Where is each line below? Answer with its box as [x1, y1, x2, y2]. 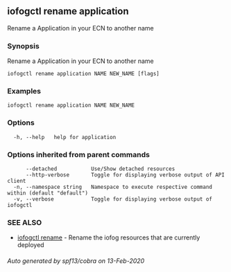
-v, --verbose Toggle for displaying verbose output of [13, 196, 213, 203]
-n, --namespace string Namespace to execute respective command [13, 183, 213, 190]
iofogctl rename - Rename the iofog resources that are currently [17, 233, 200, 242]
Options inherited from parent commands [7, 149, 151, 159]
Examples [7, 87, 42, 96]
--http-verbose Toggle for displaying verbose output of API [25, 172, 225, 179]
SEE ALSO [7, 217, 42, 227]
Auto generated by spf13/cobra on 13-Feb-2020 [7, 256, 145, 265]
